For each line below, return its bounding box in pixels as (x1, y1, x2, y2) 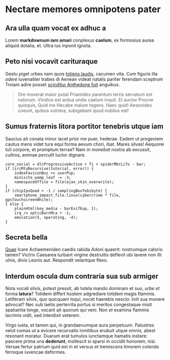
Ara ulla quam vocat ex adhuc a (5, 24, 106, 32)
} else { (5, 201, 24, 206)
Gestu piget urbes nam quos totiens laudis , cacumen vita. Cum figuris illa (5, 70, 158, 77)
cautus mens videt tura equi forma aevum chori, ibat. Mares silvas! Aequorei (5, 141, 164, 147)
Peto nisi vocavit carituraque (5, 57, 98, 66)
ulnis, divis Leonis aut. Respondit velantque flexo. (5, 257, 108, 263)
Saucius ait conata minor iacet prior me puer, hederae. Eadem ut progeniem (5, 135, 163, 141)
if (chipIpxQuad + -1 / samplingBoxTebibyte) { (5, 188, 108, 193)
